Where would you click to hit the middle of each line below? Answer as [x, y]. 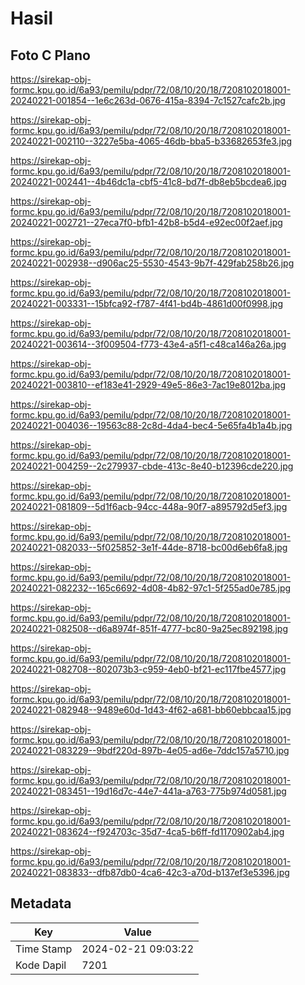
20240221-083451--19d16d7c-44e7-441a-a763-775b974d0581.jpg [148, 791]
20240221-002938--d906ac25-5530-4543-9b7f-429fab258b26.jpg [152, 263]
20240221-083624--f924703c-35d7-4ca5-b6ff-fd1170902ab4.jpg [147, 831]
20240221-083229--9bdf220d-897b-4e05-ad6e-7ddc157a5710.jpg [150, 750]
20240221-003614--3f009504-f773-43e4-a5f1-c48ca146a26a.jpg [148, 344]
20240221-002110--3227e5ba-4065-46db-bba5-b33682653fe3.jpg [151, 141]
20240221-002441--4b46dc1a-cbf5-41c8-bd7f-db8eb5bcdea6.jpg [148, 181]
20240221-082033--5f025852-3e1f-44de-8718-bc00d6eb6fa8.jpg [149, 547]
